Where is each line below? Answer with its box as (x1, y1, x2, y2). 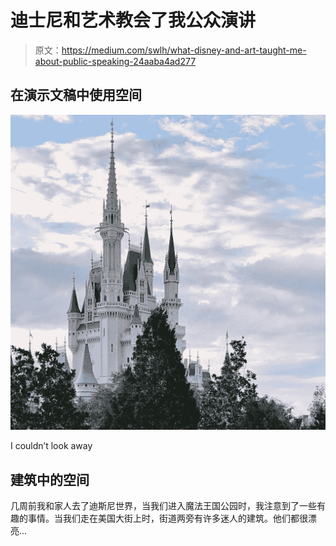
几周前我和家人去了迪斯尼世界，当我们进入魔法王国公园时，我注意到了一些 (10, 500, 317, 512)
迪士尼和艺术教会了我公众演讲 (10, 9, 257, 32)
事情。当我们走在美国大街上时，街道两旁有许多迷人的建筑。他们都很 (27, 512, 308, 525)
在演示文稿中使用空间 (10, 87, 142, 104)
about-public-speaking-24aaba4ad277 (34, 55, 197, 67)
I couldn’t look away (10, 440, 93, 452)
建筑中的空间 (10, 471, 90, 488)
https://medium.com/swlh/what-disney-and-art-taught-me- (61, 44, 307, 56)
